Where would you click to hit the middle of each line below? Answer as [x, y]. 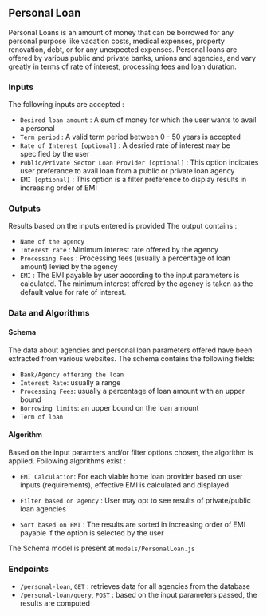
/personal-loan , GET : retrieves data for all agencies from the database [135, 586]
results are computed [55, 603]
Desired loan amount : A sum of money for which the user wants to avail [138, 120]
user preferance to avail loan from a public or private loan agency [127, 171]
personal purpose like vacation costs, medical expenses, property [117, 41]
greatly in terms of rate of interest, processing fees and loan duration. [122, 66]
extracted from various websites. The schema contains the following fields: [132, 358]
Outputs [25, 209]
